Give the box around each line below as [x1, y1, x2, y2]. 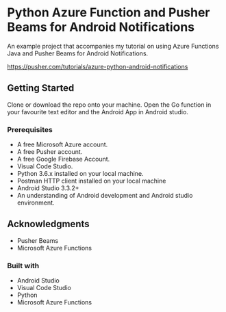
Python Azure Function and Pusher [7, 5, 210, 21]
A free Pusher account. [16, 148, 83, 156]
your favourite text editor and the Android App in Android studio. [7, 107, 188, 116]
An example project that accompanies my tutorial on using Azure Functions [7, 42, 219, 50]
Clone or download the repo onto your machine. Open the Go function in [7, 101, 212, 109]
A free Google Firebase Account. [16, 155, 110, 164]
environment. [16, 198, 55, 207]
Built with [7, 261, 40, 270]
